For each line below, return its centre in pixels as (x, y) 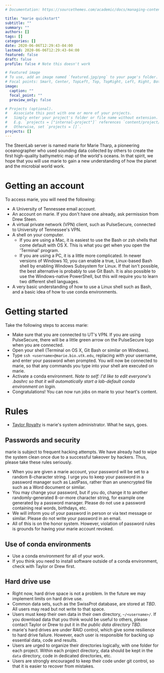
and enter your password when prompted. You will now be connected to (85, 360)
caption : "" (22, 91)
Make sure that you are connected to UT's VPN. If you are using (76, 335)
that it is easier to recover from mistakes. (53, 666)
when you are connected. (38, 345)
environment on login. (34, 386)
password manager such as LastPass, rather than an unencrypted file (82, 482)
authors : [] (17, 32)
